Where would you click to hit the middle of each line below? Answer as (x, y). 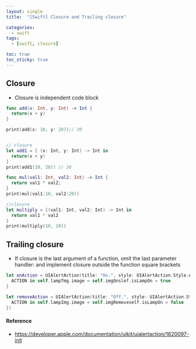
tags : (13, 39)
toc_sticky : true (27, 60)
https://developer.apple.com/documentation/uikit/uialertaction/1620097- (102, 334)
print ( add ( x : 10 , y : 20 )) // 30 (44, 130)
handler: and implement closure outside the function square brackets (97, 265)
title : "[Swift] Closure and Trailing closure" (66, 17)
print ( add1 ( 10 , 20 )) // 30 (39, 167)
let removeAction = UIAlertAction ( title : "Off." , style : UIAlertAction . (96, 297)
